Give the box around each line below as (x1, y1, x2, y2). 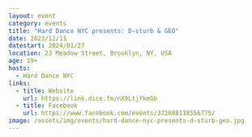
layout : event (8, 11, 57, 20)
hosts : (8, 64, 31, 73)
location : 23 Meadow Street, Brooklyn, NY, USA (8, 49, 173, 57)
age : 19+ (8, 57, 38, 65)
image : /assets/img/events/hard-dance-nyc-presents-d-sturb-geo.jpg (8, 117, 245, 125)
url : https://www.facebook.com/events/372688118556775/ (23, 110, 216, 118)
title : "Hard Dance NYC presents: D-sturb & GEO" (8, 27, 180, 35)
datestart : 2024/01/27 (8, 42, 85, 50)
